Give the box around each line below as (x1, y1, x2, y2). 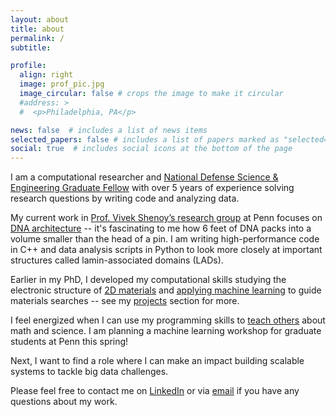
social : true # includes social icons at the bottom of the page (10, 144, 293, 154)
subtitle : (10, 42, 52, 53)
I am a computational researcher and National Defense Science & (10, 171, 279, 183)
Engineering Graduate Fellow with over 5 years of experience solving (10, 182, 295, 194)
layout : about (10, 14, 70, 25)
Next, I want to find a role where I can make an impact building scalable (10, 355, 305, 367)
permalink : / (10, 33, 65, 43)
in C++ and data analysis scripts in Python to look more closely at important (10, 244, 323, 256)
